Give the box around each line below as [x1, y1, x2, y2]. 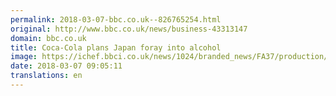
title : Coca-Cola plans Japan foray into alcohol [10, 42, 222, 53]
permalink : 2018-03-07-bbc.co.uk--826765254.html [10, 14, 222, 25]
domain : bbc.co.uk [10, 33, 87, 43]
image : [10, 52, 38, 62]
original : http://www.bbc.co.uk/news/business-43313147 [10, 24, 248, 34]
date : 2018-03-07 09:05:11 [10, 61, 123, 71]
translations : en [10, 71, 83, 81]
